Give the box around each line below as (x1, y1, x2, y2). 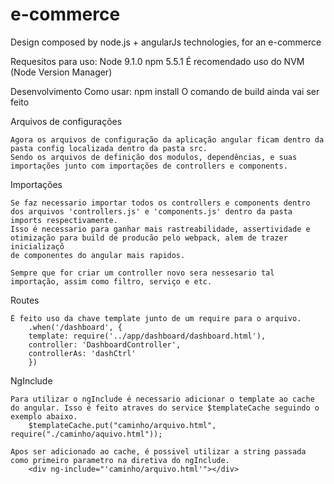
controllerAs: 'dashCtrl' (28, 348, 137, 358)
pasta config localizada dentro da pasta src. (10, 143, 208, 153)
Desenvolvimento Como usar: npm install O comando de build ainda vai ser (10, 85, 320, 97)
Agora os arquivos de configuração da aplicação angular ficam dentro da (10, 134, 325, 145)
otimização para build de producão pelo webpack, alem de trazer (10, 233, 288, 243)
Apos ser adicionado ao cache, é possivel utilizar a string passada (10, 446, 307, 457)
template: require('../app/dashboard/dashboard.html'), (28, 331, 267, 341)
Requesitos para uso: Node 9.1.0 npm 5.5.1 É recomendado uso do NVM (10, 55, 305, 67)
